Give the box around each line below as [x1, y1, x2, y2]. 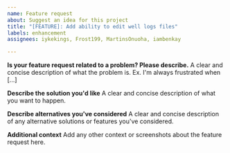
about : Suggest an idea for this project [7, 17, 129, 24]
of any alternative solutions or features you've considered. [7, 117, 175, 125]
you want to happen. [7, 96, 66, 105]
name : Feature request [7, 10, 73, 17]
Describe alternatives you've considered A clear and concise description [7, 110, 220, 118]
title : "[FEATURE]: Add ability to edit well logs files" [7, 23, 178, 30]
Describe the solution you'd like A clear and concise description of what [7, 89, 216, 98]
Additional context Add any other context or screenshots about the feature [7, 131, 222, 139]
